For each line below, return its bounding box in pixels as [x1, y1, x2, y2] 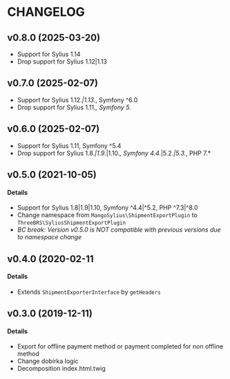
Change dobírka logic [17, 357, 79, 365]
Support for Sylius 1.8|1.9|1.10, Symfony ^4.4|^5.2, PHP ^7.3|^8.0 [17, 203, 198, 212]
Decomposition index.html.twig [17, 364, 106, 373]
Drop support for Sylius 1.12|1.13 [17, 57, 108, 66]
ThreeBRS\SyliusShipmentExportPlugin [17, 219, 126, 227]
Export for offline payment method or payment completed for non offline [17, 342, 223, 351]
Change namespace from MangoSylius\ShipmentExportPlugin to [17, 211, 198, 219]
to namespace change [17, 233, 82, 241]
